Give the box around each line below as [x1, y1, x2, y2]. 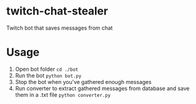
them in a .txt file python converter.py [15, 91, 111, 98]
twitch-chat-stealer [6, 4, 108, 18]
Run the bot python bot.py [15, 71, 82, 79]
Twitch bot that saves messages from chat [6, 24, 113, 31]
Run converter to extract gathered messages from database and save [15, 85, 190, 92]
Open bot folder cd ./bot [15, 65, 79, 73]
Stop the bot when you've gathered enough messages [15, 78, 152, 85]
